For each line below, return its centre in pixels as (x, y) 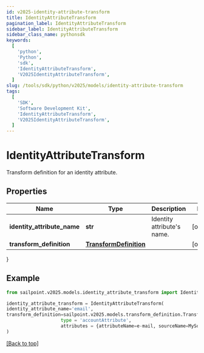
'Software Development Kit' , (54, 108)
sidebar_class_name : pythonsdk (46, 35)
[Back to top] (22, 343)
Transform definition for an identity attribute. (62, 173)
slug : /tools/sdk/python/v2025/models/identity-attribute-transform (95, 86)
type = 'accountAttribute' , (96, 321)
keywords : (19, 40)
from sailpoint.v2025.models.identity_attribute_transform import (92, 292)
